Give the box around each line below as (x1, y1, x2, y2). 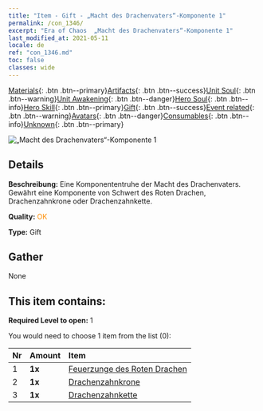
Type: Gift (8, 227, 41, 236)
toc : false (8, 57, 45, 65)
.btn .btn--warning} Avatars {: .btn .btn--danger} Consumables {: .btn (8, 111, 229, 121)
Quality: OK (8, 211, 48, 221)
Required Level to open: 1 (8, 316, 93, 326)
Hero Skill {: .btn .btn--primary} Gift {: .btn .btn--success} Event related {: (23, 102, 255, 112)
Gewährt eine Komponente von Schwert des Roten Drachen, (8, 188, 206, 197)
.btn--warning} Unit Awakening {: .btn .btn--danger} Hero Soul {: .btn (8, 93, 228, 104)
